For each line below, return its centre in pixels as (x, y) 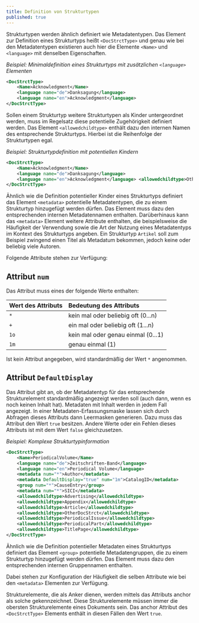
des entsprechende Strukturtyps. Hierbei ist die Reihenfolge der (84, 133)
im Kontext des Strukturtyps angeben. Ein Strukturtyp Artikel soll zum (92, 234)
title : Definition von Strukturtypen (53, 12)
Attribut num (28, 276)
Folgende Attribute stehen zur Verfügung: (57, 258)
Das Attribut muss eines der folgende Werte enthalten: (73, 291)
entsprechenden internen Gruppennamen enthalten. (70, 565)
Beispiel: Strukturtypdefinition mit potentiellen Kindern (72, 151)
